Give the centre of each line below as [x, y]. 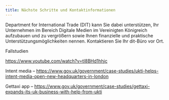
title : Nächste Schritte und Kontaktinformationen [60, 10]
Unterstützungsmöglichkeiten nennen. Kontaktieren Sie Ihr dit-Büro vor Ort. [85, 41]
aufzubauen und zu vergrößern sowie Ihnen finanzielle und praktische [79, 35]
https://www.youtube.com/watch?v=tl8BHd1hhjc [56, 61]
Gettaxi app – [19, 86]
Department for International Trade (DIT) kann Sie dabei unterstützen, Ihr [82, 25]
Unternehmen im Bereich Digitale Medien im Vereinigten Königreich [76, 30]
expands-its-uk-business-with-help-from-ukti [54, 92]
